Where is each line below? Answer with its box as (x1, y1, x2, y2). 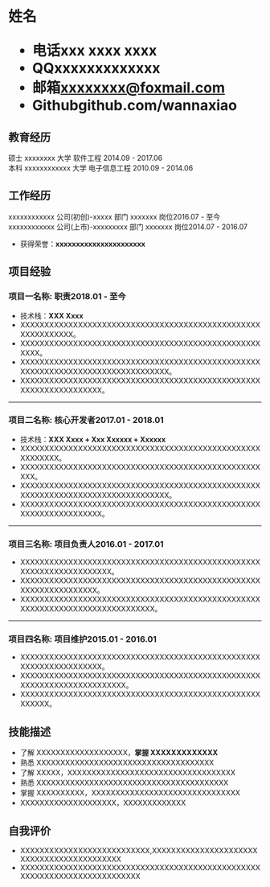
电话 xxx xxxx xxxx (31, 42, 157, 60)
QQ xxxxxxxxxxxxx (31, 60, 161, 77)
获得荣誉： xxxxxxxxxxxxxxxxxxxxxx (19, 239, 146, 248)
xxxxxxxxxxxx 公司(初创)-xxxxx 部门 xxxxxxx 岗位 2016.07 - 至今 (8, 211, 221, 221)
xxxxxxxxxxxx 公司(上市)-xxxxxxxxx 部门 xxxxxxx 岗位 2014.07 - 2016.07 (8, 222, 247, 232)
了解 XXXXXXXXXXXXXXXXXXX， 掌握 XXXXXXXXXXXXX (19, 748, 219, 758)
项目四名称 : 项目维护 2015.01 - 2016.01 (8, 634, 157, 645)
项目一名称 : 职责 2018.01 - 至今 (8, 291, 126, 302)
